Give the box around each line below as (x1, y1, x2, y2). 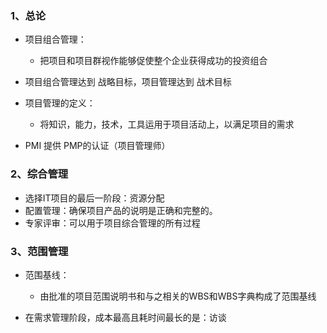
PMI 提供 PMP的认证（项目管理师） (24, 140, 171, 152)
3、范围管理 (10, 244, 69, 258)
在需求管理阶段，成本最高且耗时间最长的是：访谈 (24, 311, 227, 323)
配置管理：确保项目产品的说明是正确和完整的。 (24, 204, 218, 216)
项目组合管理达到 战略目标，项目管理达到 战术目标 (24, 76, 232, 88)
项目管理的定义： (24, 97, 96, 109)
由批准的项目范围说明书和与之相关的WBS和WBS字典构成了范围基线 (39, 290, 317, 302)
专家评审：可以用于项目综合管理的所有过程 (24, 217, 201, 229)
